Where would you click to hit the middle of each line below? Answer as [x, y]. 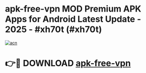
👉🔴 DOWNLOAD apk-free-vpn [68, 63]
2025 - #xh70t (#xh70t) [54, 29]
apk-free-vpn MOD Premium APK [73, 9]
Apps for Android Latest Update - [73, 19]
